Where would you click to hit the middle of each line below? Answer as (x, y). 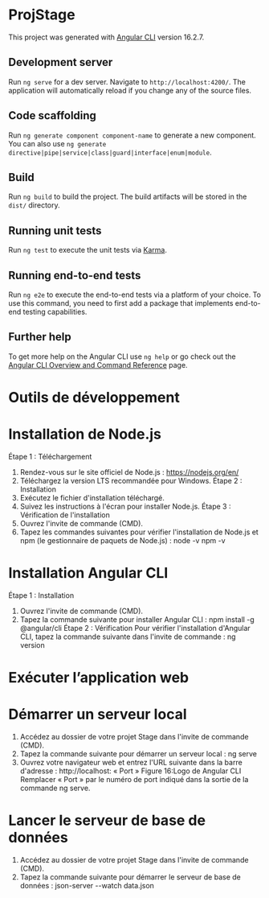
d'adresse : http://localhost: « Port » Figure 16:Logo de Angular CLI (130, 771)
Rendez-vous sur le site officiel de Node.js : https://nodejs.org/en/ (129, 472)
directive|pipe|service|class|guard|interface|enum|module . (110, 152)
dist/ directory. (34, 205)
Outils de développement (94, 398)
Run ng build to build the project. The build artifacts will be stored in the (128, 197)
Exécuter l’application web (99, 678)
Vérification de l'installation (65, 515)
